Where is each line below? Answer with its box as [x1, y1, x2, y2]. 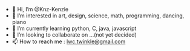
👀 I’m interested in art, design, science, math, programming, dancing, [11, 12, 185, 19]
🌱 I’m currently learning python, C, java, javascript [11, 25, 137, 32]
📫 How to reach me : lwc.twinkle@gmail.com [11, 38, 126, 45]
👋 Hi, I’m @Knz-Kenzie [11, 6, 68, 13]
